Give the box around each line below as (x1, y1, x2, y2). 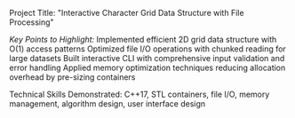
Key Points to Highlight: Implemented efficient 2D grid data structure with (9, 35, 277, 44)
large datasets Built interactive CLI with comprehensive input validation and (9, 53, 285, 63)
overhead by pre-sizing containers (9, 72, 136, 83)
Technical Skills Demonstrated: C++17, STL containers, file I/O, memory (9, 89, 270, 99)
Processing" (9, 17, 55, 28)
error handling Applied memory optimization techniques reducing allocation (9, 62, 286, 73)
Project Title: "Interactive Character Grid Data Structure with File (9, 8, 244, 18)
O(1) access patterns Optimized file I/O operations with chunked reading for (9, 43, 286, 54)
